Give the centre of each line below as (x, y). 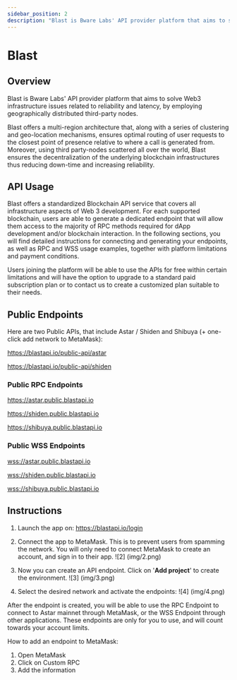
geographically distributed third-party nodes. (73, 113)
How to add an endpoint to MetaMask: (63, 641)
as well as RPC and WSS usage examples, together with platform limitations (117, 249)
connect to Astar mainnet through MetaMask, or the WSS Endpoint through (116, 612)
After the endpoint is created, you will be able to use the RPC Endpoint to (113, 605)
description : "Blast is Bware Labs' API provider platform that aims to (116, 20)
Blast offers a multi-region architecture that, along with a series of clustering (118, 127)
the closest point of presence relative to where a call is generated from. (111, 142)
